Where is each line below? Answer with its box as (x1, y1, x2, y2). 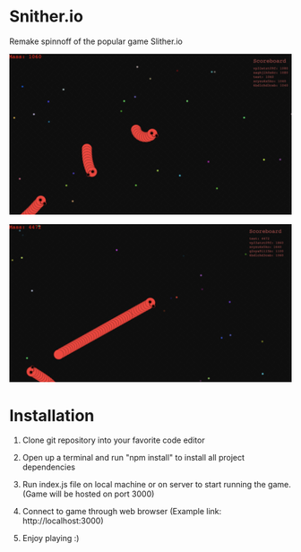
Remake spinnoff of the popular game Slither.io (9, 36, 184, 47)
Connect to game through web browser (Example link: (21, 506, 222, 517)
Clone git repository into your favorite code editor (21, 435, 205, 445)
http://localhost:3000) (21, 515, 105, 526)
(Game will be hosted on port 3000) (21, 488, 155, 499)
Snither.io (9, 6, 83, 27)
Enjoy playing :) (21, 533, 80, 544)
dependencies (21, 461, 76, 472)
